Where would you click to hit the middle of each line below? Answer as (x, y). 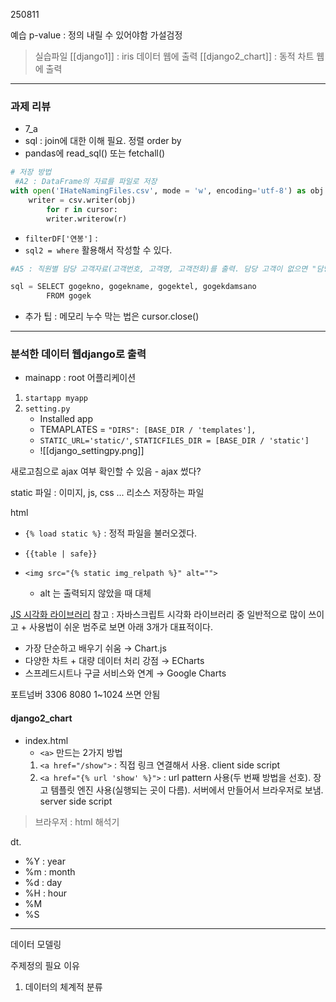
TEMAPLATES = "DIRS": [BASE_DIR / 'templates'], (148, 430)
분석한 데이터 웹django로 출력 (78, 354)
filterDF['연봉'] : (61, 238)
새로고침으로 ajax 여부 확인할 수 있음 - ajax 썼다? (106, 471)
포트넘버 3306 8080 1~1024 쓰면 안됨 (85, 695)
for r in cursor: (82, 209)
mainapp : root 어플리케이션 (80, 378)
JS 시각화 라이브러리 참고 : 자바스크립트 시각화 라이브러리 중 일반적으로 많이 (158, 615)
